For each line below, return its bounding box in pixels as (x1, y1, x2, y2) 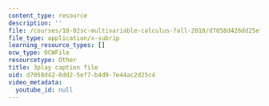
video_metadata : (8, 78, 62, 86)
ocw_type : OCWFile (8, 49, 70, 57)
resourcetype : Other (8, 57, 78, 65)
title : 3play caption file (8, 64, 98, 72)
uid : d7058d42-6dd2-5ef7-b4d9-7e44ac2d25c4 (8, 71, 156, 79)
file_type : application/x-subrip (8, 33, 120, 42)
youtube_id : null (15, 85, 74, 94)
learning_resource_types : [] (8, 41, 106, 49)
